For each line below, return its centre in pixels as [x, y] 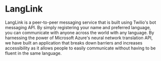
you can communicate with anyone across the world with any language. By [80, 32]
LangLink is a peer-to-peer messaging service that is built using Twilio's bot [80, 22]
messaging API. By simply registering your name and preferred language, [78, 27]
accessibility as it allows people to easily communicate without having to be [80, 48]
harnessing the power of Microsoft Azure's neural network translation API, [79, 38]
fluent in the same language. [33, 53]
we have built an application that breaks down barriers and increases [74, 43]
